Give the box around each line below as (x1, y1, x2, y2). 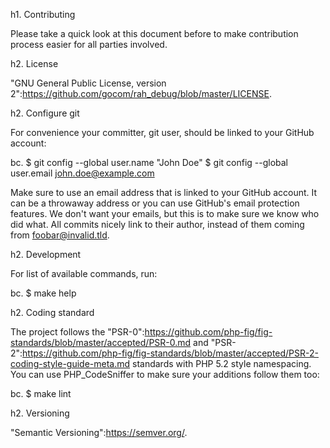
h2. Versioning (10, 407, 70, 419)
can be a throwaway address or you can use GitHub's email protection (10, 197, 300, 209)
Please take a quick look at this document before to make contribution (10, 28, 299, 39)
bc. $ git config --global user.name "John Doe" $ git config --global (10, 157, 289, 168)
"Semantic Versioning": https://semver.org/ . (10, 427, 188, 438)
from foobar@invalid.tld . (10, 229, 110, 241)
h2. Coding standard (10, 307, 95, 318)
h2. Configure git (10, 107, 80, 119)
